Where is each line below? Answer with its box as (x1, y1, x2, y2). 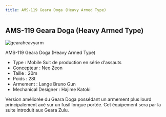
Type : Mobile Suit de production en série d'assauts (12, 60, 122, 66)
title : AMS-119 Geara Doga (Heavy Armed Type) (5, 7, 107, 13)
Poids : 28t (12, 76, 36, 82)
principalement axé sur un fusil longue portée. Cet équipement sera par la (5, 102, 161, 108)
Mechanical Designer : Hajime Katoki (12, 86, 91, 93)
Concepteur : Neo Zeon (12, 65, 63, 71)
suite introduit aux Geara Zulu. (5, 107, 69, 113)
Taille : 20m (12, 70, 37, 76)
